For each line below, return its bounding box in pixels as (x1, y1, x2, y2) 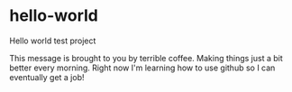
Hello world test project (9, 35, 96, 46)
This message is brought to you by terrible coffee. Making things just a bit (9, 52, 284, 63)
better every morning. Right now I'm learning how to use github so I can (9, 62, 276, 73)
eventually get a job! (9, 71, 85, 82)
